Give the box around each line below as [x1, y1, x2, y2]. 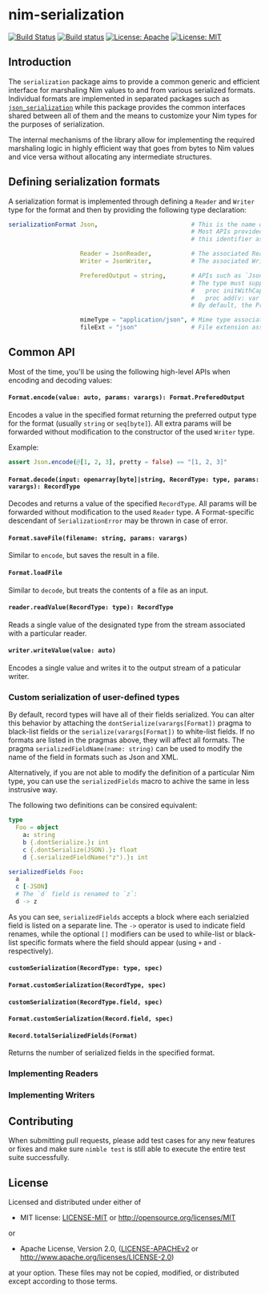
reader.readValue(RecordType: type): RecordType [8, 604, 174, 612]
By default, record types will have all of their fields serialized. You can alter [8, 710, 255, 719]
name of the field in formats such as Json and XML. [8, 752, 179, 762]
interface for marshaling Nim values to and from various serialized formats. [8, 85, 256, 95]
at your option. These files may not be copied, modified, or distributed [8, 1268, 239, 1277]
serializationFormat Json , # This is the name [8, 220, 256, 228]
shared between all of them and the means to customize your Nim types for [8, 111, 258, 120]
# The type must [191, 279, 246, 287]
